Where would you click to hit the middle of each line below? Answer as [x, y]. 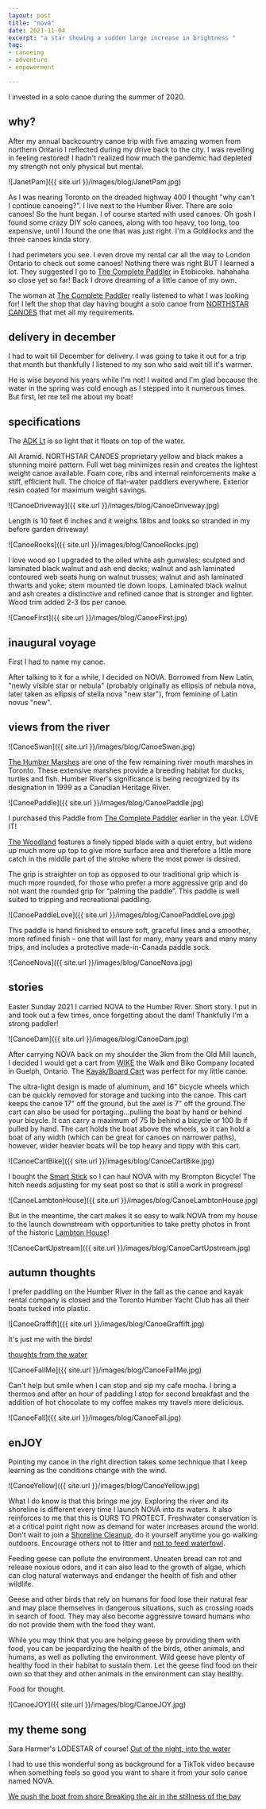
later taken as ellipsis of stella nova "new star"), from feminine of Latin [123, 694]
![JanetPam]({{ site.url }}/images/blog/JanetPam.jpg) [95, 181]
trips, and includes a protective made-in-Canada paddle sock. [110, 947]
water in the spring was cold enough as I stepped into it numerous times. [127, 388]
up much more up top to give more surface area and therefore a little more [130, 850]
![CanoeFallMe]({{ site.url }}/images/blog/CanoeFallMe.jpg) [105, 1370]
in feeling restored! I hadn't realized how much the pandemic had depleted [130, 158]
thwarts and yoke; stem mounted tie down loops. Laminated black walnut [128, 585]
